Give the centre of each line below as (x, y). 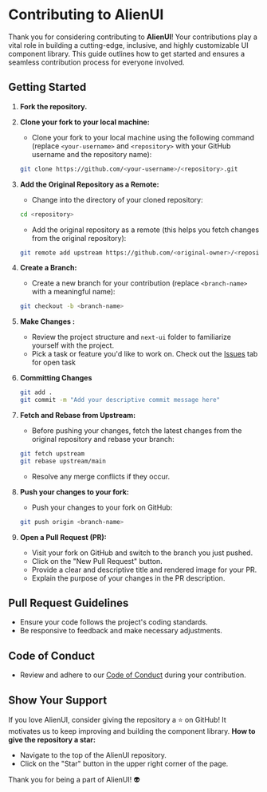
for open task (53, 363)
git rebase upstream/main (63, 461)
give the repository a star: (52, 740)
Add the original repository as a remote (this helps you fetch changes (145, 230)
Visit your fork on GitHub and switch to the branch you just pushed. (142, 553)
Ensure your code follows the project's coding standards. (114, 622)
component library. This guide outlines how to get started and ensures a (127, 53)
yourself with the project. (73, 345)
